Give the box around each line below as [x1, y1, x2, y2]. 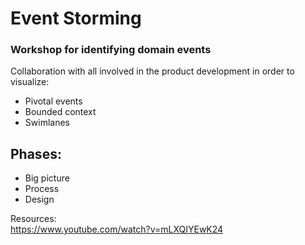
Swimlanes [24, 117, 70, 129]
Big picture [24, 172, 70, 184]
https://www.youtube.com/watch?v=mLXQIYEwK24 [10, 223, 224, 236]
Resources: [10, 213, 57, 225]
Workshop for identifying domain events [10, 43, 212, 57]
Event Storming [10, 7, 142, 30]
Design [24, 193, 55, 206]
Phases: [10, 145, 62, 162]
